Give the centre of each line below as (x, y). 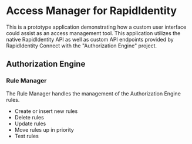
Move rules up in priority (44, 129)
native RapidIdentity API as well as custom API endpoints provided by (90, 39)
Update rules (30, 124)
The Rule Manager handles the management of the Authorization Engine (93, 93)
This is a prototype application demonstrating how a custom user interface (96, 27)
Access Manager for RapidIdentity (92, 11)
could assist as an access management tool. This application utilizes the (93, 33)
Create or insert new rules (46, 111)
